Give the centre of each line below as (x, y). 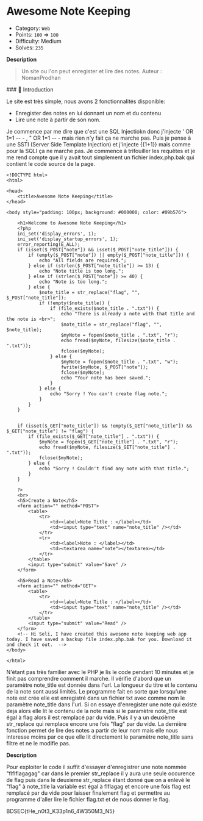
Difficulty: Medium (38, 41)
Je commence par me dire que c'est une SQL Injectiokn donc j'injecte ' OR (100, 131)
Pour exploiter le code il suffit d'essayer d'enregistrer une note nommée (97, 767)
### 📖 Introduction (30, 89)
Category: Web (33, 28)
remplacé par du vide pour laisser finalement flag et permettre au (88, 793)
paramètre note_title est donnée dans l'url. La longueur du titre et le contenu (102, 685)
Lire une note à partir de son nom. (58, 120)
